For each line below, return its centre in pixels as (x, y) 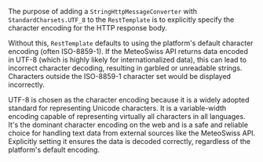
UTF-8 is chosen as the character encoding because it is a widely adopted (129, 100)
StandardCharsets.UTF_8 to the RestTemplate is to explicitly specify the (121, 20)
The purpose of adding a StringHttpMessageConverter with (103, 11)
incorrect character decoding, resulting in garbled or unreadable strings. (125, 68)
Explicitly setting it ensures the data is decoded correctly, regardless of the (130, 141)
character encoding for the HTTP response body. (88, 28)
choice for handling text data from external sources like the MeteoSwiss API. (132, 133)
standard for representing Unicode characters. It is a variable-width (117, 108)
